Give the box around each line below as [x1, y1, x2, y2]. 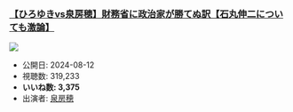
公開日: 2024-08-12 [21, 60, 95, 70]
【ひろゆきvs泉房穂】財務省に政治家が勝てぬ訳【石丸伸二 [9, 7, 257, 20]
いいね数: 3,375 [21, 82, 80, 92]
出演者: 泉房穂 [21, 93, 74, 104]
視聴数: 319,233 [21, 71, 80, 82]
